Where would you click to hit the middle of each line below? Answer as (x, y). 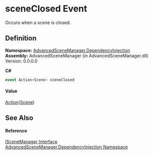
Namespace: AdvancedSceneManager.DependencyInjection (68, 50)
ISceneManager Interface (31, 142)
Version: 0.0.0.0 (21, 61)
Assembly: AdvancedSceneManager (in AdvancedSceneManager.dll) (77, 55)
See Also (19, 118)
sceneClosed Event (46, 9)
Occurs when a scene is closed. (38, 22)
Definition (21, 38)
